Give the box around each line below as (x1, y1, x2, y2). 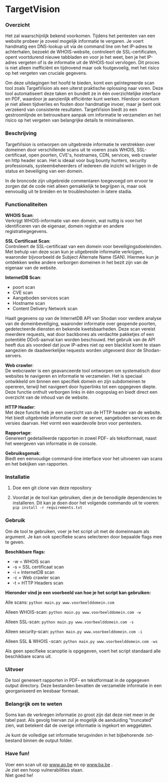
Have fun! (5, 750, 30, 757)
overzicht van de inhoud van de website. (5, 394, 89, 400)
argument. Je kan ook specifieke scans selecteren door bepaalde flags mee (5, 533, 162, 539)
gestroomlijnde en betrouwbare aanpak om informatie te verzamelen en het (5, 112, 161, 118)
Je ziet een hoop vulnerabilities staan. (5, 767, 84, 773)
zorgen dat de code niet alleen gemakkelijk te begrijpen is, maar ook (5, 183, 146, 189)
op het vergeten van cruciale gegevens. (5, 70, 88, 76)
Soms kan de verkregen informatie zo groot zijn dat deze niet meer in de (5, 712, 155, 718)
